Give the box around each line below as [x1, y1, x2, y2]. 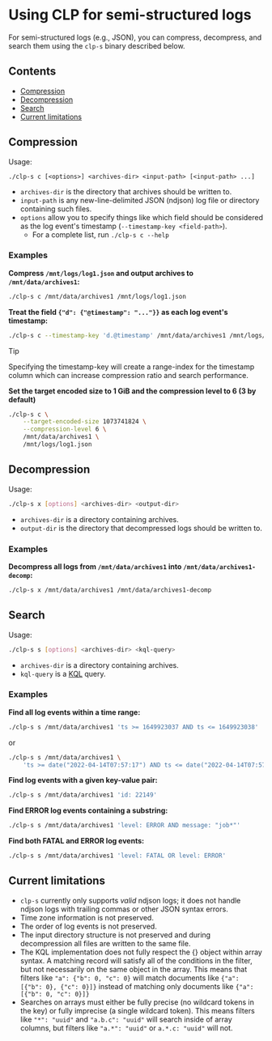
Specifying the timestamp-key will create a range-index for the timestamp [8, 362, 255, 372]
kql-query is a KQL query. [19, 669, 106, 678]
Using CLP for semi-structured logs [8, 6, 252, 24]
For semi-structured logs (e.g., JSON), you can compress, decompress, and [8, 32, 261, 42]
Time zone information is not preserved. [19, 912, 154, 922]
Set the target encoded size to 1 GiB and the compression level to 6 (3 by [8, 386, 257, 396]
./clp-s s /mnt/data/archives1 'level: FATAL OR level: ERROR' [8, 852, 227, 860]
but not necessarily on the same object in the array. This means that [19, 964, 248, 974]
